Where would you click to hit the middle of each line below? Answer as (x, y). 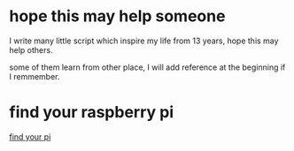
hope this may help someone (117, 16)
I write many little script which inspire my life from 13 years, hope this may (144, 41)
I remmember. (35, 76)
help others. (31, 49)
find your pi (30, 136)
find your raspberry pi (92, 113)
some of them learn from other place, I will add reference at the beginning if (147, 67)
